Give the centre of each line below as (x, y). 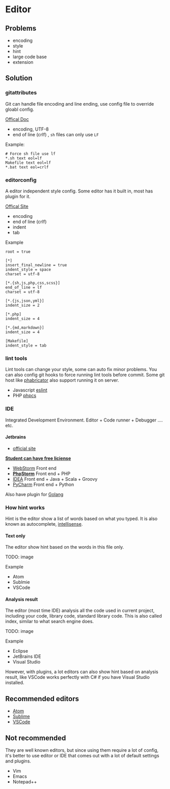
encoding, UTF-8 (31, 129)
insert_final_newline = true (36, 265)
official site (24, 448)
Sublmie (21, 582)
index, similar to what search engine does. (50, 622)
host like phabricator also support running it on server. (62, 380)
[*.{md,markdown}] (25, 328)
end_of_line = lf (24, 287)
